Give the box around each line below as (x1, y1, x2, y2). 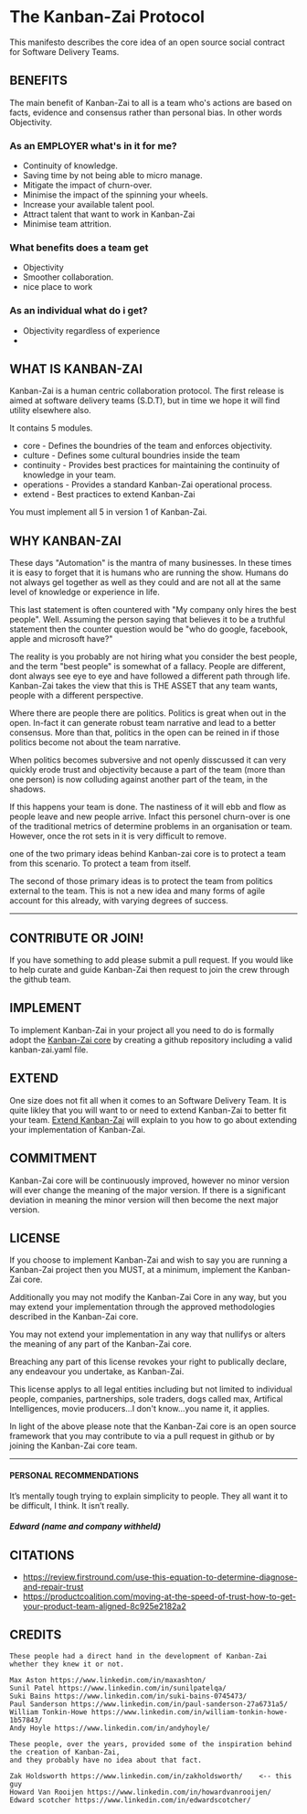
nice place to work (22, 282, 93, 293)
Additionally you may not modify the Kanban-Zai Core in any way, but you (9, 1292, 287, 1303)
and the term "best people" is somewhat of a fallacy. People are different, (9, 661, 286, 672)
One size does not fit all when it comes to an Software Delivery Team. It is (9, 1094, 287, 1105)
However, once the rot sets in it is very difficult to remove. (9, 830, 227, 842)
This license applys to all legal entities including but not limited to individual (9, 1383, 292, 1395)
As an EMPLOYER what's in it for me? (9, 139, 177, 152)
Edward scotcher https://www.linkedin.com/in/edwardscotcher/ (9, 1795, 251, 1805)
